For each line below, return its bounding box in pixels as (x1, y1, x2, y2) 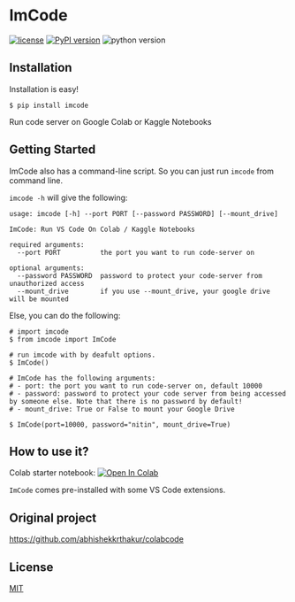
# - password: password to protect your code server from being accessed (9, 389, 287, 398)
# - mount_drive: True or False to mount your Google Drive (9, 405, 236, 413)
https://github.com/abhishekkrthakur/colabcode (9, 534, 184, 544)
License (9, 560, 54, 575)
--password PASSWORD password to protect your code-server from (17, 271, 263, 280)
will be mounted (9, 294, 69, 304)
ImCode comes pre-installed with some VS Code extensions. (9, 484, 226, 496)
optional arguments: (9, 263, 86, 273)
